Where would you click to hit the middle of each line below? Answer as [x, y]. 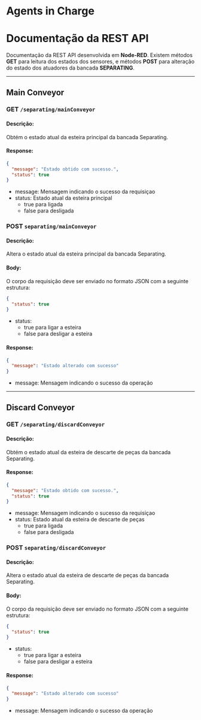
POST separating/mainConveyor [51, 226]
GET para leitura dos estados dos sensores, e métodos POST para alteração [100, 62]
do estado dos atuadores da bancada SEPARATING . [70, 68]
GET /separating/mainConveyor [51, 109]
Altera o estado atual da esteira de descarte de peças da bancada [88, 575]
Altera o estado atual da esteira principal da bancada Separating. [86, 254]
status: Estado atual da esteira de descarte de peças [80, 520]
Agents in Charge [50, 11]
